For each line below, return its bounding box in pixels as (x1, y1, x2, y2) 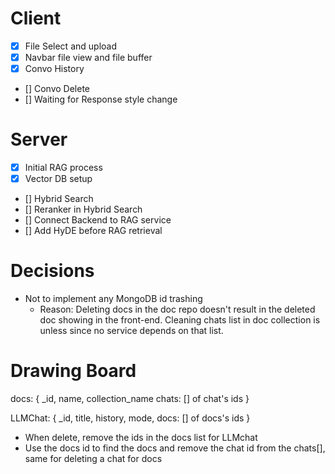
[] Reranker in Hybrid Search (24, 203, 143, 216)
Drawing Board (10, 360, 137, 382)
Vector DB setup (24, 173, 93, 185)
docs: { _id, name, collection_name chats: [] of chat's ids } (10, 393, 250, 405)
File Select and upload (24, 40, 117, 52)
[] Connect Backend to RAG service (24, 214, 172, 226)
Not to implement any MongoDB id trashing (24, 293, 203, 305)
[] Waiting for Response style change (24, 93, 178, 106)
